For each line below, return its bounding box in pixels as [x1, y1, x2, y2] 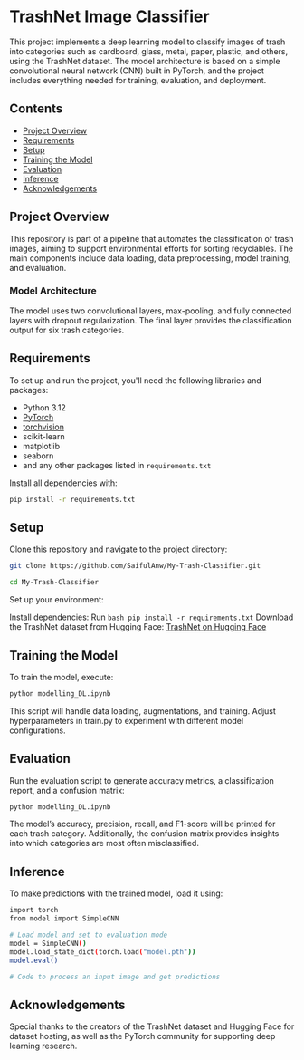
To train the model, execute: [9, 671, 114, 682]
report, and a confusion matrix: [9, 785, 125, 795]
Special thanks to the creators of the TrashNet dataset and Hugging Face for [9, 1021, 295, 1032]
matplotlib [22, 440, 61, 451]
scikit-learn [22, 430, 65, 441]
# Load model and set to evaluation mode [9, 930, 168, 940]
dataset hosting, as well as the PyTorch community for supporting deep [9, 1031, 276, 1042]
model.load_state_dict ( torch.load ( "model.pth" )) [9, 947, 196, 957]
